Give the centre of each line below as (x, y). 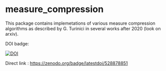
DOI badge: (17, 43)
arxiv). (12, 34)
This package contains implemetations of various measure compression (80, 23)
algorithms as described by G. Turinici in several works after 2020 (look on (83, 28)
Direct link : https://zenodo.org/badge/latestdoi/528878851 (67, 63)
